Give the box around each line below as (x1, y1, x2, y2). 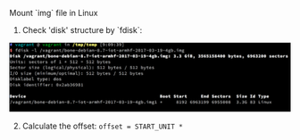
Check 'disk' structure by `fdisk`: (21, 25, 143, 35)
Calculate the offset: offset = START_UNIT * (21, 120, 183, 131)
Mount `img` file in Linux (9, 8, 98, 18)
